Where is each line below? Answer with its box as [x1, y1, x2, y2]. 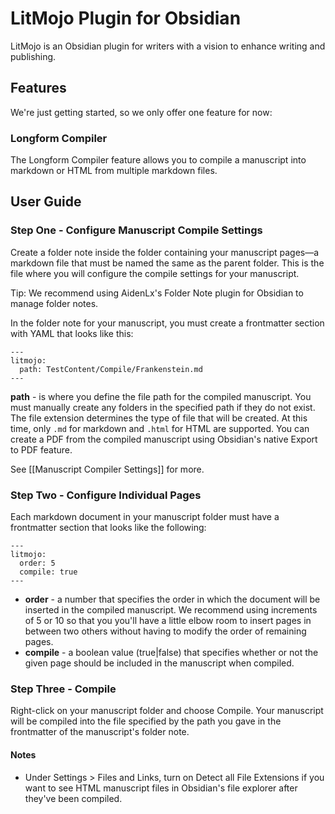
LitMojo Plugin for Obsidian [10, 7, 242, 30]
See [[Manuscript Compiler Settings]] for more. [10, 463, 205, 475]
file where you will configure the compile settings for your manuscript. [10, 267, 300, 279]
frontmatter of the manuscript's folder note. [10, 726, 190, 738]
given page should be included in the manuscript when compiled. [24, 657, 295, 669]
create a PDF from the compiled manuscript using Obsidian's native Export [10, 433, 318, 445]
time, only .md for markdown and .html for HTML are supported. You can [10, 422, 310, 434]
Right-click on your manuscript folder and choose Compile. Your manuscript [10, 705, 324, 717]
